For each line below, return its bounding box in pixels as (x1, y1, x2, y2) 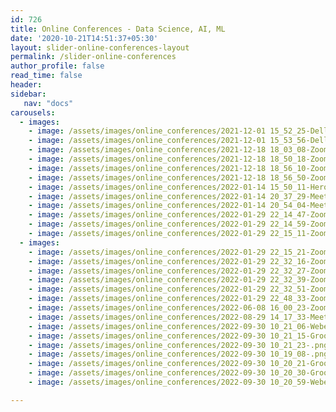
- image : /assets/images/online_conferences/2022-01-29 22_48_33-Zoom (28, 294, 329, 304)
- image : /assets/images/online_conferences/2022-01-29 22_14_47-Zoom (28, 210, 329, 220)
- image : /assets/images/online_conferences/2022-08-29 (28, 312, 267, 322)
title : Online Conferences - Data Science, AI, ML (10, 24, 226, 34)
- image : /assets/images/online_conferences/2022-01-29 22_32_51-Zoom (28, 284, 329, 295)
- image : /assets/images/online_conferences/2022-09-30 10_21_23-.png (28, 340, 329, 350)
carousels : (10, 107, 56, 118)
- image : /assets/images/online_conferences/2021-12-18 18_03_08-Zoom (28, 145, 329, 155)
